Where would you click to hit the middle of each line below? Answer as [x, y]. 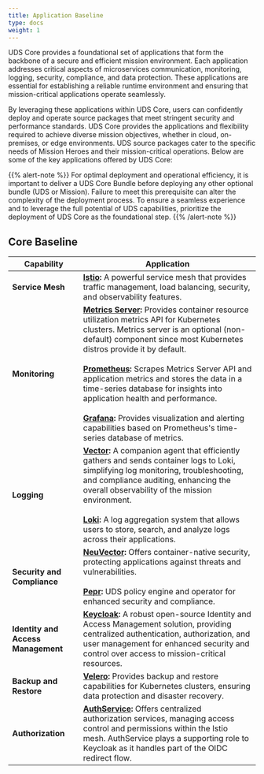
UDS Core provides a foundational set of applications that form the [116, 53]
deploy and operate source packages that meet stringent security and [121, 118]
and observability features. [132, 297]
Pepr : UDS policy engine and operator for [159, 592]
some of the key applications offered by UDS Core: [90, 160]
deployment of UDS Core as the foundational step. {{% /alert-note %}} [123, 217]
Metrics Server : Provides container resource [166, 310]
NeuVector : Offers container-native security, [167, 553]
